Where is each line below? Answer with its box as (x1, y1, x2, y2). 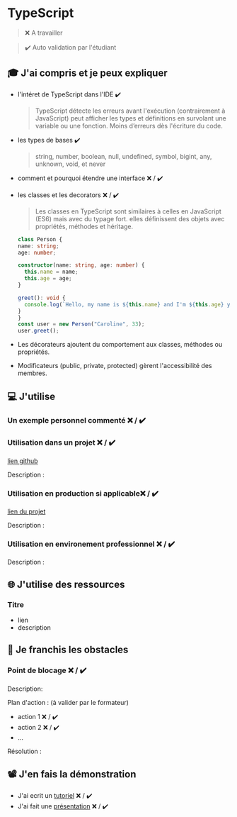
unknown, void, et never (35, 160, 106, 168)
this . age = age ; (24, 275, 72, 282)
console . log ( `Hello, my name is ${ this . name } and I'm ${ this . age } (24, 301, 224, 308)
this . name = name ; (24, 268, 79, 276)
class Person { (17, 235, 63, 243)
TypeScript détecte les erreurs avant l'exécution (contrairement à (35, 106, 226, 115)
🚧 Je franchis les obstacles (7, 644, 129, 656)
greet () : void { (17, 294, 66, 301)
